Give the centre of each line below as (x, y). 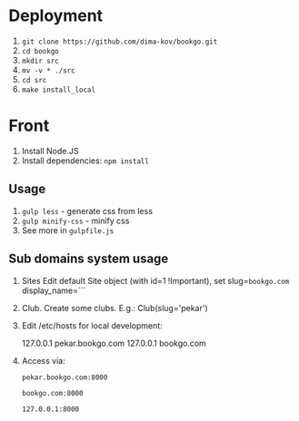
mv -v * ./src (48, 70)
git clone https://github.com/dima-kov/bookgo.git (120, 42)
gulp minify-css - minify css (75, 220)
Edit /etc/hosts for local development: (92, 325)
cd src (34, 80)
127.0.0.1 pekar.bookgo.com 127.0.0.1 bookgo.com (114, 343)
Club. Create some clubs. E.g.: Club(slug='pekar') (115, 308)
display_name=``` (54, 290)
